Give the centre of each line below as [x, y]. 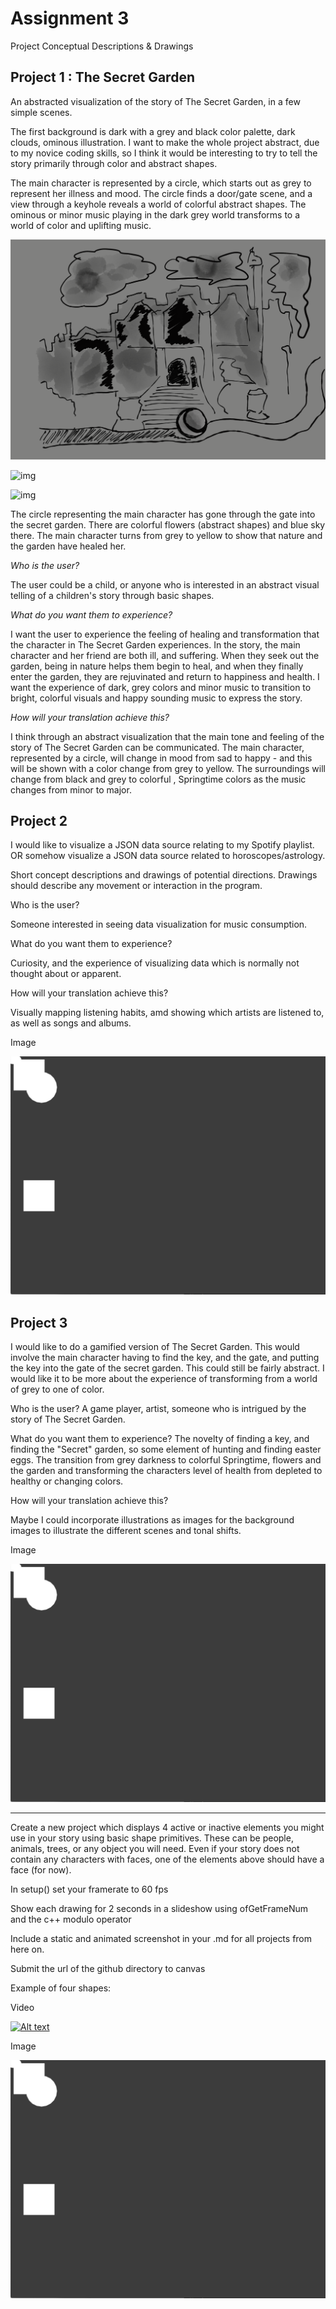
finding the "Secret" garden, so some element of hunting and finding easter [166, 1449]
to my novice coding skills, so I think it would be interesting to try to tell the [164, 153]
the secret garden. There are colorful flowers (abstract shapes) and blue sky [168, 524]
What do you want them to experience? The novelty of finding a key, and [160, 1439]
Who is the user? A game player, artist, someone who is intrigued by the [158, 1409]
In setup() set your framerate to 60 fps [89, 1889]
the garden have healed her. [68, 546]
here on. [27, 1949]
